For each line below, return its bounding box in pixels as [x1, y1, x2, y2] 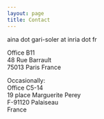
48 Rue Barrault [7, 55, 52, 64]
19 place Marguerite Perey [7, 90, 81, 99]
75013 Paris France [7, 63, 62, 71]
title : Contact [7, 16, 51, 23]
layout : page [7, 10, 44, 17]
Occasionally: [7, 76, 46, 84]
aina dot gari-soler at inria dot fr [7, 35, 97, 43]
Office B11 [7, 49, 36, 57]
